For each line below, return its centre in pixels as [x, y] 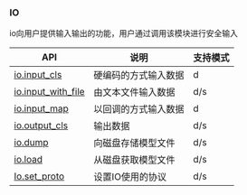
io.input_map [42, 108]
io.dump [31, 143]
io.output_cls [41, 125]
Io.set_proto [39, 176]
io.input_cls [38, 75]
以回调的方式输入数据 [139, 109]
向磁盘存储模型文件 [134, 144]
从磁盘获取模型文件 [134, 160]
